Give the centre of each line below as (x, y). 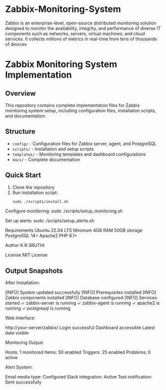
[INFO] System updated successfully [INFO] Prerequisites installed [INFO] (81, 292)
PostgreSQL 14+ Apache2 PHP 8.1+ (41, 236)
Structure (20, 131)
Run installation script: (35, 193)
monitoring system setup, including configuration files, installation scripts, (81, 110)
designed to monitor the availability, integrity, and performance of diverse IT (83, 28)
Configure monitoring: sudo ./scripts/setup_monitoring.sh (64, 211)
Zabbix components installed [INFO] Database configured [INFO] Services (81, 298)
